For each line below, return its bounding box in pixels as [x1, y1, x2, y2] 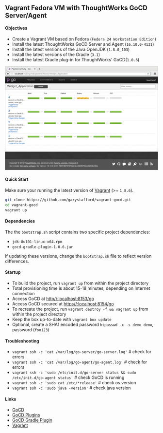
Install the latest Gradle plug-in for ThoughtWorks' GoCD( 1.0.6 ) [12, 56, 140, 62]
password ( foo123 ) [12, 326, 49, 333]
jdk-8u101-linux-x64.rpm [12, 239, 63, 244]
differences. [5, 258, 29, 264]
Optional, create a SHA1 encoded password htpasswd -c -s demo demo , [12, 321, 154, 327]
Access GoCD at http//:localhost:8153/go [12, 296, 95, 301]
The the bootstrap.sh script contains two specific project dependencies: [5, 229, 150, 235]
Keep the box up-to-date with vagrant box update [12, 316, 112, 322]
